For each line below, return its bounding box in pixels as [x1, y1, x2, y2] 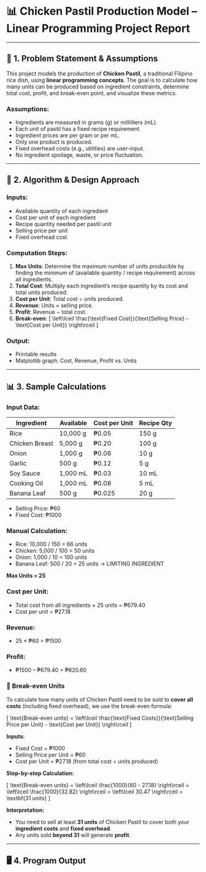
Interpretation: [6, 806, 45, 814]
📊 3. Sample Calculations [6, 381, 106, 392]
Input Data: [6, 403, 40, 411]
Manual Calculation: [6, 526, 67, 535]
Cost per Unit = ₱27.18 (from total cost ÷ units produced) [15, 757, 158, 765]
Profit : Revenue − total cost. [15, 308, 87, 316]
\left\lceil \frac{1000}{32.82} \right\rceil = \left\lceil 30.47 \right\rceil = [6, 788, 183, 795]
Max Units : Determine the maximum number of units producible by [15, 263, 185, 270]
